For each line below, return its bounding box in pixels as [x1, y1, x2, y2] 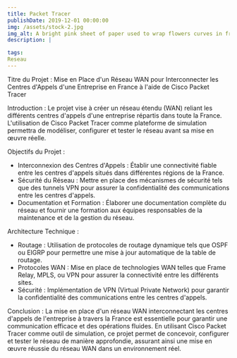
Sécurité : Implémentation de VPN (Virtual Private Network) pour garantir [17, 285, 229, 294]
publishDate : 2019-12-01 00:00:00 [7, 17, 109, 24]
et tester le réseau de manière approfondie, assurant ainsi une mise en [7, 336, 212, 345]
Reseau [7, 56, 27, 63]
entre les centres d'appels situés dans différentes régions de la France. [17, 168, 224, 177]
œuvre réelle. [7, 133, 47, 142]
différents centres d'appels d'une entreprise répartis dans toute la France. [7, 111, 222, 120]
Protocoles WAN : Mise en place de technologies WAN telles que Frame [17, 263, 226, 271]
